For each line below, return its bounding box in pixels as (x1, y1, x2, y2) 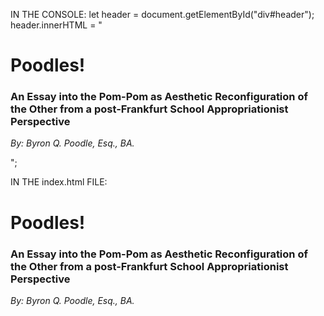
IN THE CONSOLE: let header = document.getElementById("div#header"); (10, 9, 315, 20)
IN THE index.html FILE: (10, 176, 108, 188)
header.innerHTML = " (10, 19, 103, 31)
